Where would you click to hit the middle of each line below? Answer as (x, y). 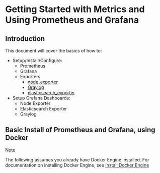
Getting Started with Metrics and (75, 9)
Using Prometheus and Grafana (72, 20)
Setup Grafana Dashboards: (41, 98)
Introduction (25, 39)
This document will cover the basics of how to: (54, 51)
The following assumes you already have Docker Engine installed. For (77, 159)
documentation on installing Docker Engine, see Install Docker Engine (77, 165)
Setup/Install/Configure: (37, 61)
